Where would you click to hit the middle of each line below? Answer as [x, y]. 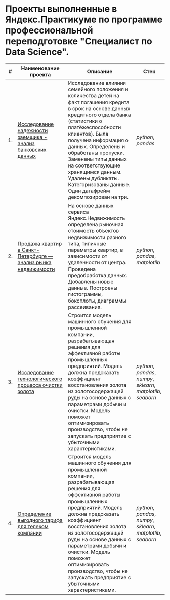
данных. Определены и [97, 146]
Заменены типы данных [98, 159]
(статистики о [85, 121]
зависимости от [88, 256]
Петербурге [32, 256]
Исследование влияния [97, 83]
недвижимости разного [97, 237]
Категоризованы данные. [99, 184]
